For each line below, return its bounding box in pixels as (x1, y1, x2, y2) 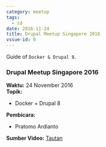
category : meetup (6, 8, 50, 15)
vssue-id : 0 (6, 37, 36, 43)
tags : (6, 14, 20, 20)
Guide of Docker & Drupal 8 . (6, 53, 77, 60)
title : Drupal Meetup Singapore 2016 (6, 31, 101, 37)
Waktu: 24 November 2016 (6, 82, 74, 89)
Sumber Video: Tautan (6, 134, 63, 142)
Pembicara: (6, 112, 36, 119)
